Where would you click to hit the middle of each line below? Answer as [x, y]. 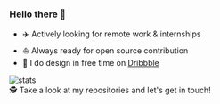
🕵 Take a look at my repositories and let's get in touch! [110, 90]
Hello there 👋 [38, 14]
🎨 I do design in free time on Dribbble [91, 63]
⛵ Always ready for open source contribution [105, 51]
